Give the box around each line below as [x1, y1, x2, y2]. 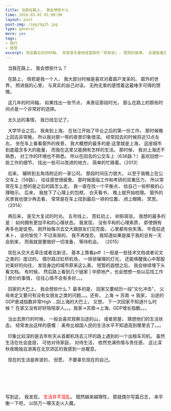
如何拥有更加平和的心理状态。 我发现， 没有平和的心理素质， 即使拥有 [15, 219, 162, 225]
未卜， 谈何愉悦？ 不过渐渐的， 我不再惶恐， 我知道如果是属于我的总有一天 [5, 232, 162, 238]
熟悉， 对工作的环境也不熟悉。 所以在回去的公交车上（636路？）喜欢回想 [5, 153, 159, 159]
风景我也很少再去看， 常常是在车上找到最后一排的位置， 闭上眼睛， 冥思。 [5, 196, 161, 202]
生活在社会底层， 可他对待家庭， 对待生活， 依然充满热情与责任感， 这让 [5, 339, 158, 345]
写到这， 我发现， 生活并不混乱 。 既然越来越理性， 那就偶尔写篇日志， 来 [5, 394, 159, 400]
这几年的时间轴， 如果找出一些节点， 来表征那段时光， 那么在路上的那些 [7, 99, 159, 105]
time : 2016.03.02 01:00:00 [5, 12, 63, 17]
